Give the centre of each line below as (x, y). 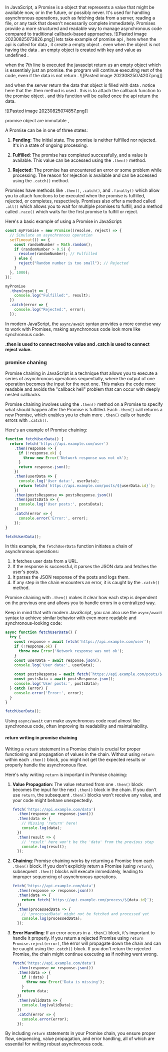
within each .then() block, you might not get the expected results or (75, 759)
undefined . (17, 55)
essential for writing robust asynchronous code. (54, 1044)
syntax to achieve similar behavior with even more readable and (71, 618)
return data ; (35, 991)
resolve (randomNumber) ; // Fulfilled (58, 254)
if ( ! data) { (35, 977)
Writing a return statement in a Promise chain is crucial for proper (73, 749)
